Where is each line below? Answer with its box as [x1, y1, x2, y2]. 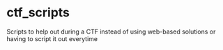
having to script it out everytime [6, 34, 98, 42]
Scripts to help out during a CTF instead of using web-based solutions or [6, 27, 216, 36]
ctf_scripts [6, 5, 70, 21]
